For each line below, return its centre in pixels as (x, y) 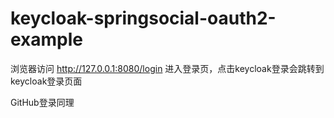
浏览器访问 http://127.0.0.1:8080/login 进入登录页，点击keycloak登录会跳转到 (167, 68)
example (47, 39)
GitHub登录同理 (42, 102)
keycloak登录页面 (46, 81)
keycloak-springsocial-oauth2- (143, 18)
